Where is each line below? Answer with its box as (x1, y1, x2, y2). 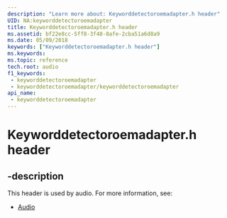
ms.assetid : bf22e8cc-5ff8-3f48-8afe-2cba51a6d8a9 (7, 30, 160, 38)
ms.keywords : (7, 50, 46, 58)
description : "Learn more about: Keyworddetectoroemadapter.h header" (7, 10, 221, 18)
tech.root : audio (7, 63, 59, 70)
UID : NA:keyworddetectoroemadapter (7, 17, 113, 24)
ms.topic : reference (7, 57, 69, 64)
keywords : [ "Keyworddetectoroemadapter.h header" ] (7, 43, 160, 50)
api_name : (7, 89, 37, 97)
